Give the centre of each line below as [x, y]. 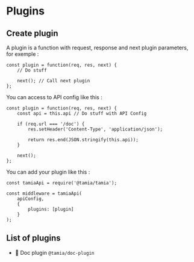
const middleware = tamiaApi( [44, 193]
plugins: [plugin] [51, 209]
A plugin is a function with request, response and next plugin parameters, [97, 47]
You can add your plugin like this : [48, 172]
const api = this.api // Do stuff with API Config [82, 114]
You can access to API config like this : [54, 97]
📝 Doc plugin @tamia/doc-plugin [55, 252]
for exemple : [23, 54]
